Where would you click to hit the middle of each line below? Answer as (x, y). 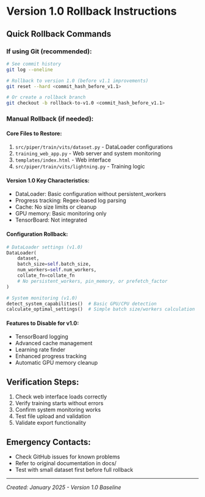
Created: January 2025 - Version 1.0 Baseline (64, 487)
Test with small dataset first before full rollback (74, 470)
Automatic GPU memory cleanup (56, 363)
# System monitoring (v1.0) (42, 298)
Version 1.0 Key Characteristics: (48, 180)
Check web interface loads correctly (61, 397)
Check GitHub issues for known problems (67, 457)
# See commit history (34, 64)
